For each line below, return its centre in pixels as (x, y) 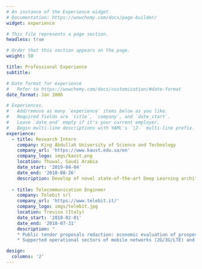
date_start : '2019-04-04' (50, 167)
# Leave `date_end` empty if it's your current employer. (83, 122)
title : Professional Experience (47, 67)
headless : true (25, 40)
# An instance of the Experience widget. (59, 12)
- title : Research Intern (44, 139)
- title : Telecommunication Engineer (59, 190)
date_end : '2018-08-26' (47, 172)
